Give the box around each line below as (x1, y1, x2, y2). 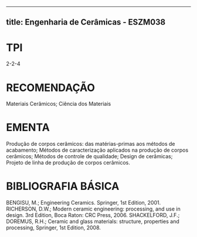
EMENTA (6, 121, 50, 134)
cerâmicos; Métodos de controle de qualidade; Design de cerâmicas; (6, 153, 173, 160)
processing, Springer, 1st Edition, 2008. (6, 224, 101, 231)
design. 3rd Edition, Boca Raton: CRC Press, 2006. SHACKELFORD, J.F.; (6, 212, 180, 219)
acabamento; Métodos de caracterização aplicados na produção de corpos (6, 146, 189, 153)
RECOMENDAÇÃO (6, 81, 96, 94)
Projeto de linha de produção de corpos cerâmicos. (6, 159, 130, 166)
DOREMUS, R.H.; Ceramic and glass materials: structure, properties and (6, 218, 180, 225)
